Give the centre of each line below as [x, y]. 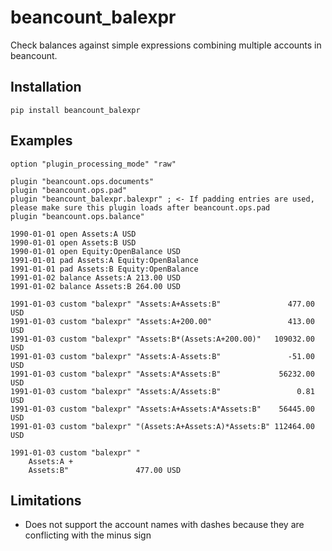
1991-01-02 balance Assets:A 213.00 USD [96, 277]
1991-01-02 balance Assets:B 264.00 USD [96, 286]
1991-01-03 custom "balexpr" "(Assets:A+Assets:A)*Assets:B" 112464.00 [162, 426]
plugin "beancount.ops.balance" [77, 216]
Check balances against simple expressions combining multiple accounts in [166, 45]
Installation [46, 87]
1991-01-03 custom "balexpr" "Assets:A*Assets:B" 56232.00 [162, 374]
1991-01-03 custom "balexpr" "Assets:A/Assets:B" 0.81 [162, 391]
